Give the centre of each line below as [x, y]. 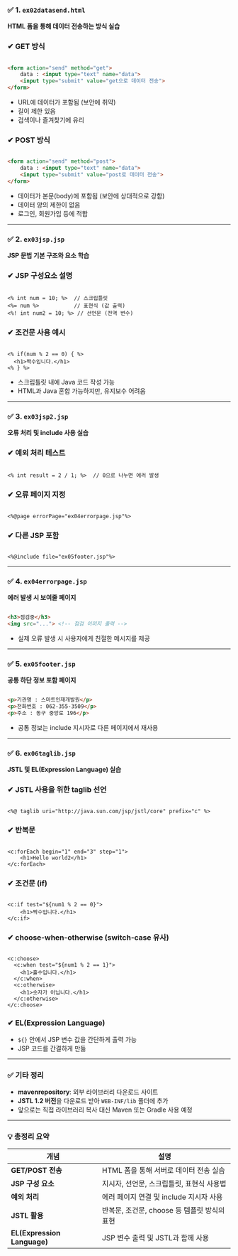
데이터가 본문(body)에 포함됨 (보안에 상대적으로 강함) [91, 195]
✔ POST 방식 [29, 140]
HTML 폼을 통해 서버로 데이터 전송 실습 [163, 1171]
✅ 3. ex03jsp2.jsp [38, 416]
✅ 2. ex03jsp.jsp [36, 239]
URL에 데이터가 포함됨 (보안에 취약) [67, 102]
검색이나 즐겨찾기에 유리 [51, 120]
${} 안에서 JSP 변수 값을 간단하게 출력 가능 [77, 1039]
